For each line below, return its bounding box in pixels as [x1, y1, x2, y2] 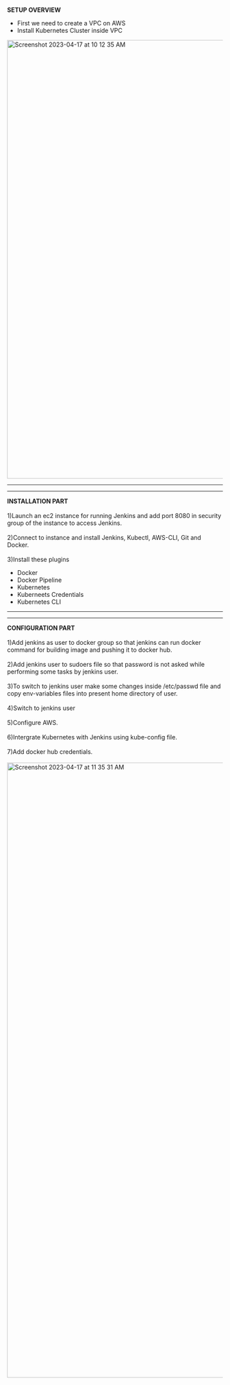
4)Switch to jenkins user [7, 704, 76, 712]
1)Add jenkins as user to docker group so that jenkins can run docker [7, 639, 201, 646]
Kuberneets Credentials [16, 591, 84, 598]
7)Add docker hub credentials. [7, 748, 93, 756]
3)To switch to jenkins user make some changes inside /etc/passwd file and [7, 682, 221, 690]
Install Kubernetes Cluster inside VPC [16, 27, 123, 34]
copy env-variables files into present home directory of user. [7, 689, 178, 698]
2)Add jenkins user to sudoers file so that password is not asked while [7, 661, 205, 668]
